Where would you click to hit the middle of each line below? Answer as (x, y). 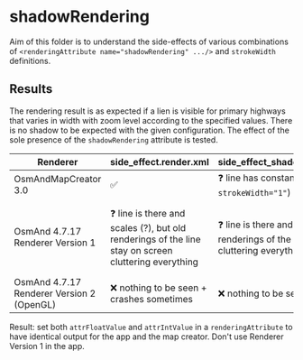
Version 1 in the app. (47, 346)
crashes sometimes (151, 299)
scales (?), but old (148, 227)
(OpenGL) (35, 304)
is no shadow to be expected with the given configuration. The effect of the (150, 130)
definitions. (30, 60)
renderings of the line (155, 239)
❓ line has (238, 178)
